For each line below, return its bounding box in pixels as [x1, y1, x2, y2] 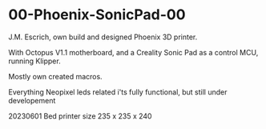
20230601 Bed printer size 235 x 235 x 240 [8, 111, 152, 121]
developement [8, 95, 56, 105]
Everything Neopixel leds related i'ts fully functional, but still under [8, 87, 228, 97]
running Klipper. [8, 56, 62, 66]
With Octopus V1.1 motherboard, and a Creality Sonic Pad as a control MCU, [8, 47, 259, 57]
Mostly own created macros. [8, 71, 103, 81]
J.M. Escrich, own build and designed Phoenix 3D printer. [8, 32, 198, 42]
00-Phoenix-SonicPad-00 [8, 6, 186, 24]
